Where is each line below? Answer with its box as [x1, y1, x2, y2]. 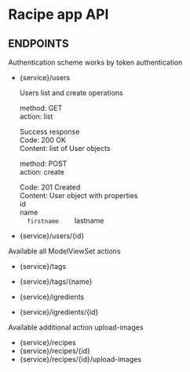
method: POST [19, 159, 68, 168]
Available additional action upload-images [8, 322, 144, 332]
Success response [19, 127, 80, 136]
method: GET [19, 104, 63, 112]
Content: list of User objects [19, 144, 111, 153]
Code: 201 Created [19, 182, 81, 192]
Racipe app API [8, 6, 109, 24]
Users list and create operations [19, 88, 123, 98]
